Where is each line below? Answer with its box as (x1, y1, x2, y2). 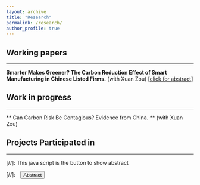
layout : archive (6, 8, 46, 15)
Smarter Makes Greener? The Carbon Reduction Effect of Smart (6, 69, 167, 76)
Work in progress (6, 92, 71, 103)
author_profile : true (6, 25, 60, 32)
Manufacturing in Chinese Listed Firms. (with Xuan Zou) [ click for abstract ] (6, 75, 193, 82)
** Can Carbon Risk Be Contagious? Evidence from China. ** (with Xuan (6, 114, 183, 121)
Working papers (6, 47, 67, 57)
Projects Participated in (6, 138, 95, 148)
